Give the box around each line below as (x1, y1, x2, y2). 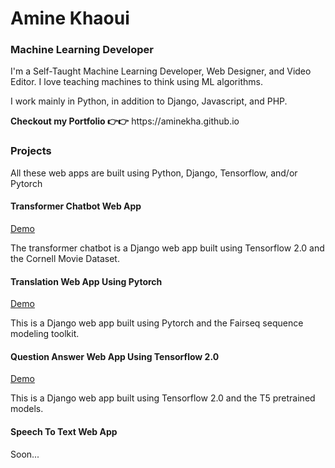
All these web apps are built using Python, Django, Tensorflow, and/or (10, 167, 298, 179)
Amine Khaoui (10, 7, 130, 30)
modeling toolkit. (10, 328, 80, 340)
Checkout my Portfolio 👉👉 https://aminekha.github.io (10, 115, 240, 127)
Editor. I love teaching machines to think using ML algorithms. (10, 76, 263, 88)
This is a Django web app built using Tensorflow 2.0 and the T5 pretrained (10, 392, 316, 404)
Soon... (10, 448, 40, 460)
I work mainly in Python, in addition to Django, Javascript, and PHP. (10, 95, 288, 107)
